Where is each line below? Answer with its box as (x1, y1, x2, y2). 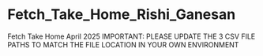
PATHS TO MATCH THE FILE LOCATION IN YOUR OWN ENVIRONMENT (7, 39, 239, 49)
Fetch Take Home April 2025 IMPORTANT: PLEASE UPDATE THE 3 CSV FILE (7, 32, 256, 41)
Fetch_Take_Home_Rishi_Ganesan (7, 6, 236, 24)
